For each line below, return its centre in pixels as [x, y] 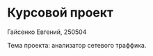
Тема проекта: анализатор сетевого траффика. [77, 45]
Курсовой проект [60, 13]
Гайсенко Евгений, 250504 [47, 32]
